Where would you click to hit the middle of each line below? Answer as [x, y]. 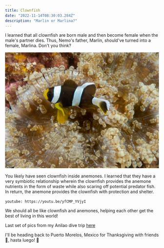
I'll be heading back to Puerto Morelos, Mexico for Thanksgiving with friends [82, 235]
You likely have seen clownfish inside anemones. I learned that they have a [80, 176]
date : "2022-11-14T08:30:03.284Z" [40, 15]
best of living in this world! [32, 216]
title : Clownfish [23, 10]
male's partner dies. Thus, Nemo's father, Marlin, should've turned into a [78, 40]
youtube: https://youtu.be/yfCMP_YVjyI [46, 202]
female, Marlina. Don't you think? [38, 46]
